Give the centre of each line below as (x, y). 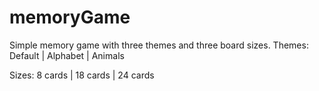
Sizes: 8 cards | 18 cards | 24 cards (82, 75)
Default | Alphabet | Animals (67, 55)
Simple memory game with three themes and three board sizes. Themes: (159, 45)
